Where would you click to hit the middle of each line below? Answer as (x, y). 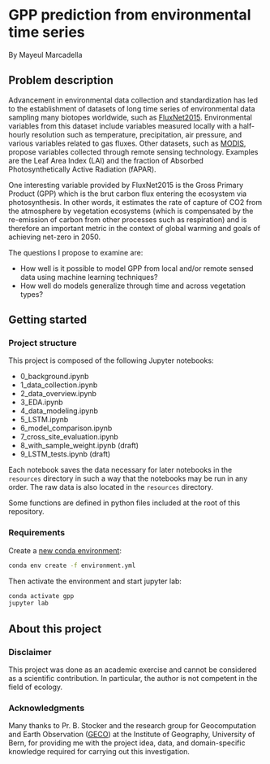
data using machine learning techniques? (89, 277)
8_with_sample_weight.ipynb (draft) (79, 446)
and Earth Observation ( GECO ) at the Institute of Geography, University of (132, 735)
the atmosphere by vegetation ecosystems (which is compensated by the (131, 211)
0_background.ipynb (54, 377)
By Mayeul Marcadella (45, 55)
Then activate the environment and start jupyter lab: (95, 581)
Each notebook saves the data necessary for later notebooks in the (120, 470)
